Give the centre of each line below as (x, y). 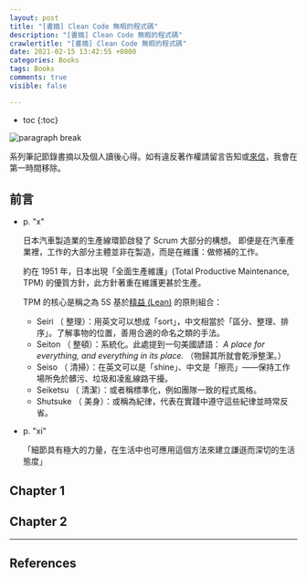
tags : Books (32, 69)
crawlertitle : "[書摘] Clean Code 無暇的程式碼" (98, 43)
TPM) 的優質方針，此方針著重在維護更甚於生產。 (114, 283)
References (43, 564)
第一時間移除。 (37, 168)
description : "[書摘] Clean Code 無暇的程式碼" (96, 35)
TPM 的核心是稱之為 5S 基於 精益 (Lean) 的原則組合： (122, 302)
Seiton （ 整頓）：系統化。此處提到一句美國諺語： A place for (150, 344)
